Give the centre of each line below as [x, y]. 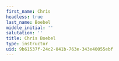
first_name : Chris [28, 11]
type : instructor [27, 44]
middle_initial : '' [30, 28]
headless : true [24, 17]
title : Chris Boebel [31, 38]
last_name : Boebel [28, 22]
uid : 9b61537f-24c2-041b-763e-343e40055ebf [60, 49]
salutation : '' [24, 33]
